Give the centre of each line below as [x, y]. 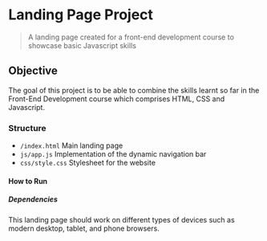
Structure [27, 128]
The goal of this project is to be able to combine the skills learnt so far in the [134, 90]
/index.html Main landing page [71, 145]
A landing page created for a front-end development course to [131, 37]
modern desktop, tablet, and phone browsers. [84, 228]
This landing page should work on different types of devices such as [121, 219]
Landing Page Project [81, 15]
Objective [33, 71]
